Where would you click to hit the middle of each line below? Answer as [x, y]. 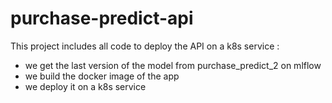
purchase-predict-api [102, 18]
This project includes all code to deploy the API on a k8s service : [145, 46]
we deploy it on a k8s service [85, 86]
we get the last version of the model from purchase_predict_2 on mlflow [173, 65]
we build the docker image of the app [102, 76]
